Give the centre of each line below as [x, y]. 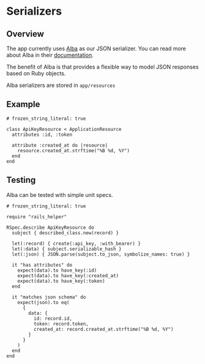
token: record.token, [61, 324]
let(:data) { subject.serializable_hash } [67, 249]
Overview [25, 34]
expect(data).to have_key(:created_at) [68, 276]
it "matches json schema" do [49, 297]
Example [23, 104]
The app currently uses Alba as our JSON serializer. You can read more [96, 48]
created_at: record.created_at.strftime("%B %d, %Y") [103, 329]
